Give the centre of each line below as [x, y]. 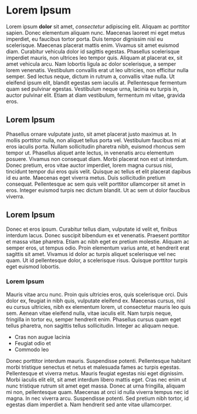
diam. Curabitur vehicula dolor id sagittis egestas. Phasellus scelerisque [93, 51]
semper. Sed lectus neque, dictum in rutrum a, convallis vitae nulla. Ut [90, 76]
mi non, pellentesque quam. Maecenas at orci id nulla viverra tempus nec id [97, 392]
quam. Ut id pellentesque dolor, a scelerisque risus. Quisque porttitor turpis [97, 260]
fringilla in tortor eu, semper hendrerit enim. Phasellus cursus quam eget [94, 319]
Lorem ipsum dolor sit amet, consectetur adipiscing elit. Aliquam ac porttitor [98, 26]
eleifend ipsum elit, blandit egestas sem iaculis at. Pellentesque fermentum [96, 82]
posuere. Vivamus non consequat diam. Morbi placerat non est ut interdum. [97, 159]
